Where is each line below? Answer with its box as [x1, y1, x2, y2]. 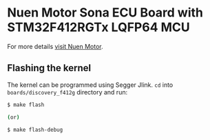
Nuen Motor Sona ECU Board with [7, 5, 203, 21]
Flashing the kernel [7, 62, 92, 74]
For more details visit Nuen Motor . [7, 42, 103, 50]
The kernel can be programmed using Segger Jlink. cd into [7, 81, 174, 89]
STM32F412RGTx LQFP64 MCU [7, 19, 191, 35]
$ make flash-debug [7, 126, 63, 133]
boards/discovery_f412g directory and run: [7, 88, 128, 96]
